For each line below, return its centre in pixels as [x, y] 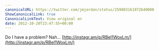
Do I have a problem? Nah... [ [34, 37]
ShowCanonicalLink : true [30, 14]
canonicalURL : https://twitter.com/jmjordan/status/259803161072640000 [79, 10]
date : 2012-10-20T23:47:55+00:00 [39, 23]
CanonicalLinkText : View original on [44, 19]
